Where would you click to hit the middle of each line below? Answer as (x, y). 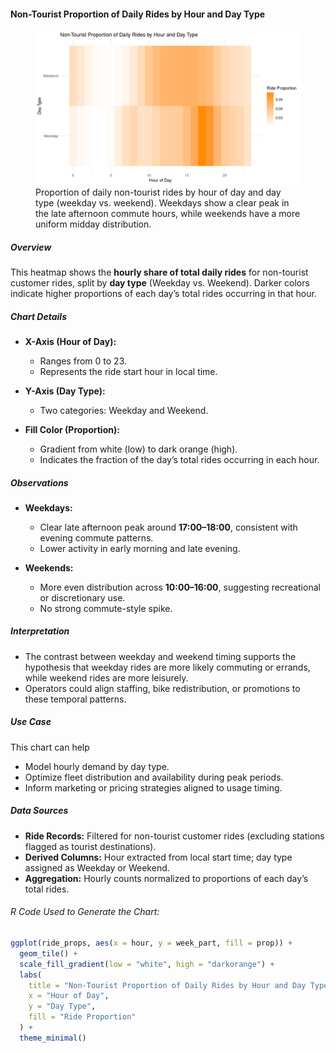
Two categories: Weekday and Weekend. (124, 410)
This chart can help (50, 747)
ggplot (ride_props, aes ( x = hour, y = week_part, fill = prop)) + (151, 943)
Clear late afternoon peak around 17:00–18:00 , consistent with (168, 527)
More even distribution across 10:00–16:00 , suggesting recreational (180, 587)
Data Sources (39, 811)
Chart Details (38, 316)
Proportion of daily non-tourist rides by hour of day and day (158, 192)
